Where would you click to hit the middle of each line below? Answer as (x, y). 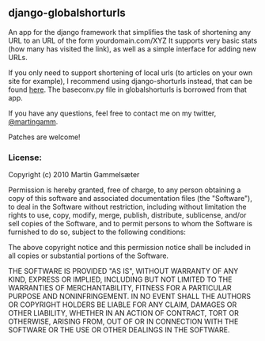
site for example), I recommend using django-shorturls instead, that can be (131, 81)
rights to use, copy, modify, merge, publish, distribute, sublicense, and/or (127, 215)
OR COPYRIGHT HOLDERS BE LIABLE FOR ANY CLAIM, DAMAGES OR (123, 305)
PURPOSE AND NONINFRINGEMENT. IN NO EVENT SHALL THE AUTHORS (130, 297)
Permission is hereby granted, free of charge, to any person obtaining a (125, 190)
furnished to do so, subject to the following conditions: (97, 232)
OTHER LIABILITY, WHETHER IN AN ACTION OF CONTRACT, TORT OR (123, 313)
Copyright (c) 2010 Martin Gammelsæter (74, 175)
